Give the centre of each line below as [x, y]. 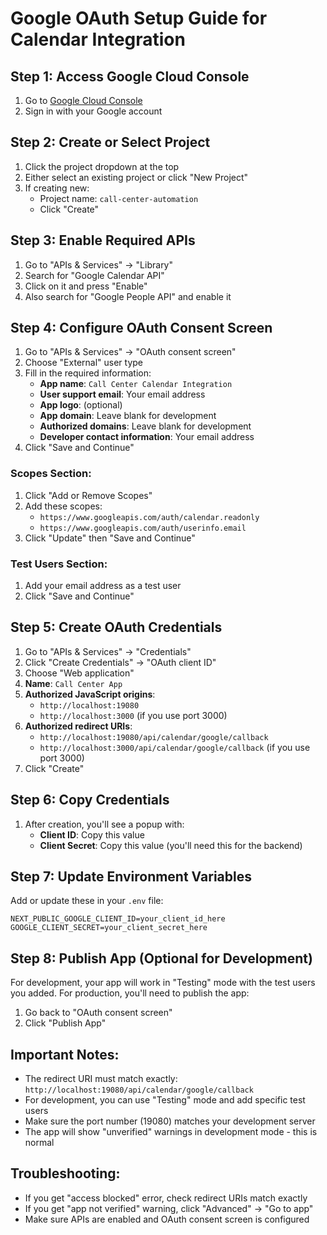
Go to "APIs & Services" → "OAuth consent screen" [130, 352]
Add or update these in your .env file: [87, 901]
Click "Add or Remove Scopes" [88, 495]
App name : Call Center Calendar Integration [136, 384]
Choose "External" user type [84, 363]
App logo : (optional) [81, 405]
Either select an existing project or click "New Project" [136, 177]
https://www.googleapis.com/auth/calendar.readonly [149, 517]
